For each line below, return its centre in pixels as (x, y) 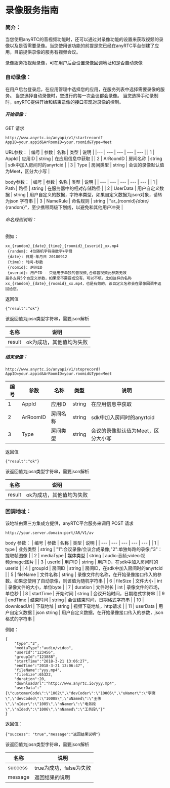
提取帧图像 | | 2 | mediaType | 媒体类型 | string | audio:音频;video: (73, 556)
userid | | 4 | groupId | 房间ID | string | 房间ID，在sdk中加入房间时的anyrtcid (84, 568)
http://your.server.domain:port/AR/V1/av (50, 533)
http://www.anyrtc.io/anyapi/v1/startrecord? (54, 138)
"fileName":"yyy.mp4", (38, 670)
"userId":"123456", (35, 653)
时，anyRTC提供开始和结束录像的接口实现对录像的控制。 (65, 102)
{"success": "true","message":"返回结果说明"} (53, 734)
